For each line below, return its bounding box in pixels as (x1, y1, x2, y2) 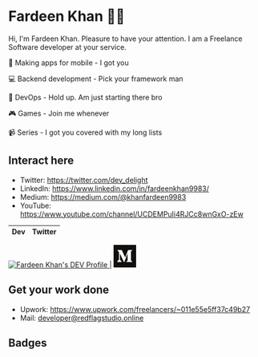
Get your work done (8, 283, 110, 297)
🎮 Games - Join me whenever (8, 108, 110, 118)
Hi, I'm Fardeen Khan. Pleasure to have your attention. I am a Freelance (8, 34, 243, 43)
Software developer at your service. (8, 42, 127, 51)
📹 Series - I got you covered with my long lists (8, 128, 163, 137)
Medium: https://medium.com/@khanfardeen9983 (19, 192, 187, 201)
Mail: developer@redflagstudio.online (19, 313, 144, 323)
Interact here (8, 154, 75, 168)
